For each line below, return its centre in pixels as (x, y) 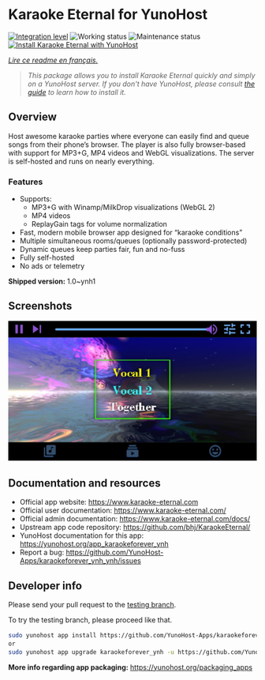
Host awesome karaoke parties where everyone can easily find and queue (129, 136)
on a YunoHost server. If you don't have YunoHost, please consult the (141, 84)
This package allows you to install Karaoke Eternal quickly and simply (141, 75)
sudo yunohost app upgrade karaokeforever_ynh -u (91, 652)
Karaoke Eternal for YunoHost (108, 15)
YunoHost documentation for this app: (82, 535)
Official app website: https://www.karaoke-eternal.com (109, 502)
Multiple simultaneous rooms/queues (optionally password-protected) (133, 241)
